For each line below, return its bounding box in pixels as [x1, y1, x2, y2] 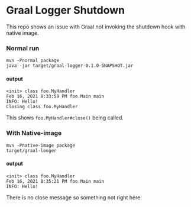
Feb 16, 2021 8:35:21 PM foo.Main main [6, 178, 105, 184]
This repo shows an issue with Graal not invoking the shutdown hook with [6, 23, 186, 30]
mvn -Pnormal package [6, 57, 60, 64]
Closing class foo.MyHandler [6, 104, 78, 110]
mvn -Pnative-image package [6, 143, 76, 148]
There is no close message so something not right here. [6, 193, 142, 201]
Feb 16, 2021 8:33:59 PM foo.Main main [6, 93, 105, 99]
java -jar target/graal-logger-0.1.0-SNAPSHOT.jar [6, 63, 134, 69]
